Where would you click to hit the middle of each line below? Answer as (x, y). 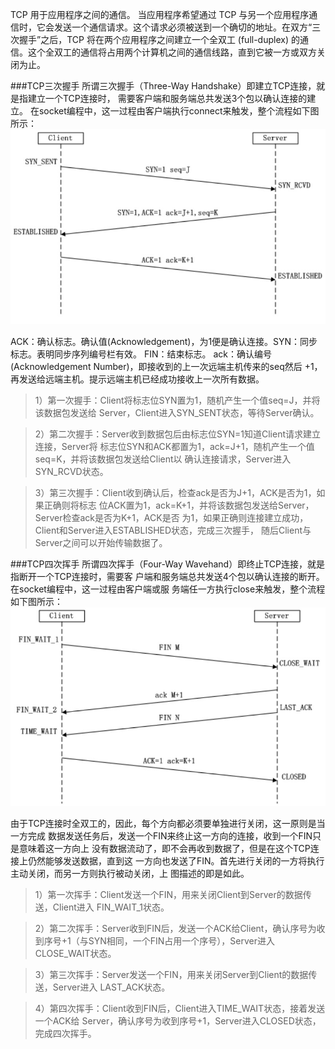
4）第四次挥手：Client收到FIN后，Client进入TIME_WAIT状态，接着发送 (180, 1008)
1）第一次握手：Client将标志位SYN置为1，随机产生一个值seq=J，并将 (177, 400)
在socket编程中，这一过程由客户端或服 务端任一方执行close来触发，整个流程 (168, 589)
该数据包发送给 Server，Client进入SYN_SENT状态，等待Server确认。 (177, 412)
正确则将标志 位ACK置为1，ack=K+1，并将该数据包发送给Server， (179, 505)
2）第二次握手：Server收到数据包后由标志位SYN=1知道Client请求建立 (178, 434)
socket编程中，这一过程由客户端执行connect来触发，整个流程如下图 (179, 111)
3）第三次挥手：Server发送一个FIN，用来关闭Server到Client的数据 (171, 974)
